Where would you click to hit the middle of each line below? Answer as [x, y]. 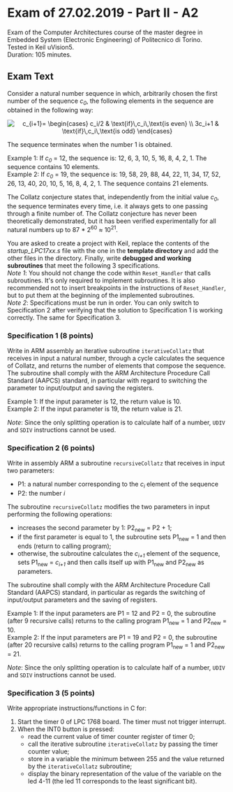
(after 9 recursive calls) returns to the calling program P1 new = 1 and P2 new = [117, 621]
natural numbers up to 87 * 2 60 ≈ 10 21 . [63, 229]
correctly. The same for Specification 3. [64, 317]
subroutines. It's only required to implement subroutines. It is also [101, 280]
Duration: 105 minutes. [39, 55]
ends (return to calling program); [64, 546]
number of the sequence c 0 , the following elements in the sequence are [111, 101]
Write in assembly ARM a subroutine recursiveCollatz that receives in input [116, 463]
